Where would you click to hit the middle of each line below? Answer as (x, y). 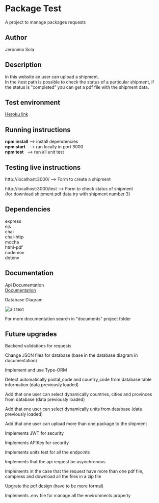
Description (23, 65)
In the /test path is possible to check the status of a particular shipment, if (80, 82)
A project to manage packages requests (46, 22)
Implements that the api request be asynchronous (55, 462)
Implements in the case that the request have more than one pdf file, (74, 471)
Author (16, 38)
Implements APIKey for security (37, 443)
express (13, 221)
